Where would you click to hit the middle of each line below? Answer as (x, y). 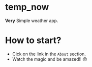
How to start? (33, 40)
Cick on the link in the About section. (49, 54)
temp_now (27, 7)
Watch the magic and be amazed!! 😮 (50, 59)
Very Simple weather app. (31, 21)
